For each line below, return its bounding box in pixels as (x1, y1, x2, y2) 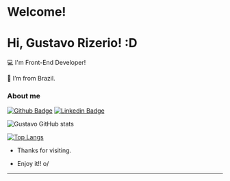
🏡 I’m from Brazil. (7, 74, 56, 83)
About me (7, 92, 41, 101)
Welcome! (7, 4, 66, 20)
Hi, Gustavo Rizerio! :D (7, 36, 138, 51)
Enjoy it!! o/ (16, 160, 49, 168)
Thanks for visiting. (16, 146, 72, 154)
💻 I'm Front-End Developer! (7, 59, 86, 67)
